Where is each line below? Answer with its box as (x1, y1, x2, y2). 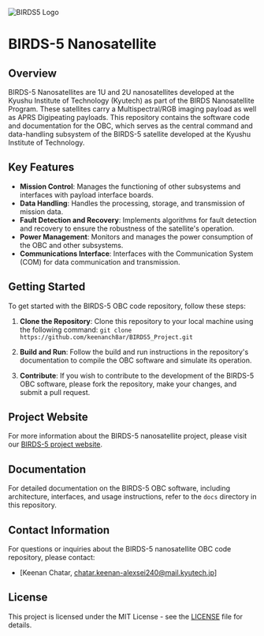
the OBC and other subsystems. (19, 240, 124, 250)
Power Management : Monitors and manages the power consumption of (19, 231, 254, 241)
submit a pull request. (19, 387, 91, 397)
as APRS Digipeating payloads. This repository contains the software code (8, 113, 250, 122)
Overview (8, 66, 58, 80)
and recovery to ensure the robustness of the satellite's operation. (19, 224, 235, 233)
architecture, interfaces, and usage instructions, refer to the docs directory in (8, 492, 257, 502)
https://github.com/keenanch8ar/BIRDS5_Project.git (19, 333, 193, 341)
